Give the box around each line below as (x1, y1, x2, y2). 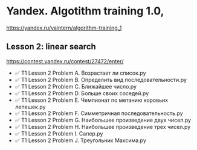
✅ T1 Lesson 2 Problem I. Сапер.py (15, 130, 103, 137)
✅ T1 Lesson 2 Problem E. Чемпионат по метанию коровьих (15, 96, 168, 104)
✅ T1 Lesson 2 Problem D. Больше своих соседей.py (15, 89, 149, 97)
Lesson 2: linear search (6, 42, 97, 52)
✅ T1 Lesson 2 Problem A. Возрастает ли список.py (15, 69, 146, 77)
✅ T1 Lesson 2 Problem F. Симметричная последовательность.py (15, 110, 183, 117)
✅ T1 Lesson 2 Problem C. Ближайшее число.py (15, 83, 137, 90)
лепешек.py (15, 103, 46, 110)
